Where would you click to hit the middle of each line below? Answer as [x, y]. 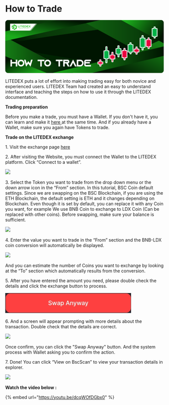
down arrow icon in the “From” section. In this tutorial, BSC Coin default [79, 188]
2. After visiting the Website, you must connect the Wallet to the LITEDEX [81, 156]
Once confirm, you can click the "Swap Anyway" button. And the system [80, 346]
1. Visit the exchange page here [38, 147]
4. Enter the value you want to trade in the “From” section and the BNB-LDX [83, 240]
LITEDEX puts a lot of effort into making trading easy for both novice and [80, 81]
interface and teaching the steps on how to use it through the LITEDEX [78, 92]
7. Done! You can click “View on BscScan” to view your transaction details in [84, 362]
